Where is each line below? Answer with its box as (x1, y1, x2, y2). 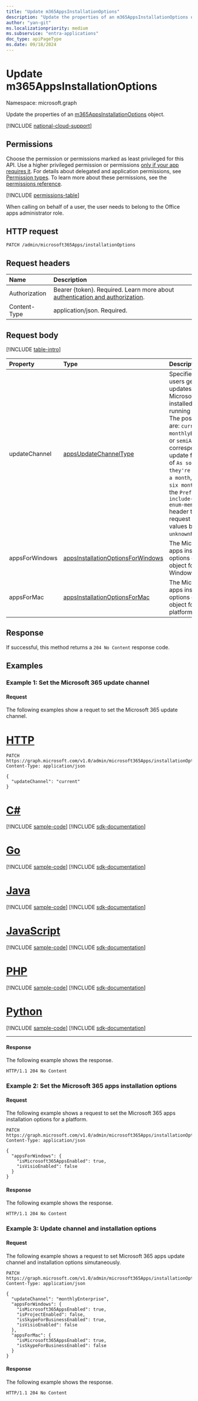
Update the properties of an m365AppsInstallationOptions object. (6, 111, 165, 118)
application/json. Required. (53, 306, 128, 315)
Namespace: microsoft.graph (6, 99, 77, 106)
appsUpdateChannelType (63, 450, 134, 458)
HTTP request (6, 227, 59, 237)
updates (169, 385, 192, 393)
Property (9, 360, 35, 368)
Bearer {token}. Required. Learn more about (53, 286, 174, 294)
